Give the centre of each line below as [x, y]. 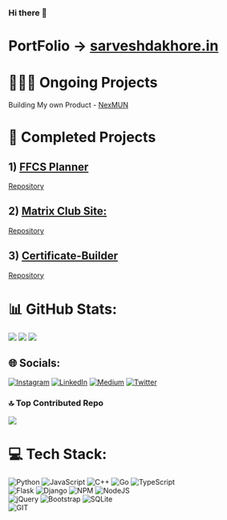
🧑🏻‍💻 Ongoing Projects [83, 83]
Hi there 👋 [28, 13]
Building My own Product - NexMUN [69, 105]
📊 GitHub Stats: [63, 309]
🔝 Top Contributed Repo [56, 403]
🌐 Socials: [34, 363]
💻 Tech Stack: [58, 454]
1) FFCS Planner [49, 167]
